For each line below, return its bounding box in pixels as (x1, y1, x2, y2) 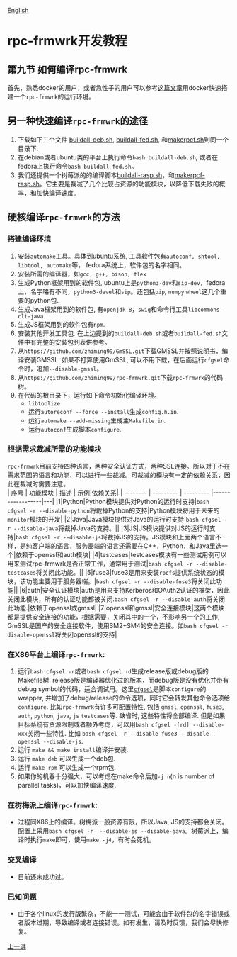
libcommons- (187, 306, 223, 313)
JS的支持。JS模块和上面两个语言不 (119, 532, 221, 541)
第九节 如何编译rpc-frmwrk (7, 63, 128, 75)
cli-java (17, 313, 44, 320)
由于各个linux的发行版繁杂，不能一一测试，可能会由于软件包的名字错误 (17, 909, 224, 917)
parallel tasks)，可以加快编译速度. (17, 781, 117, 790)
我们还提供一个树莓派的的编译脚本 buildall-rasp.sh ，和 (17, 170, 175, 179)
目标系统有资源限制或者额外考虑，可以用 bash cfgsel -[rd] (17, 720, 190, 729)
